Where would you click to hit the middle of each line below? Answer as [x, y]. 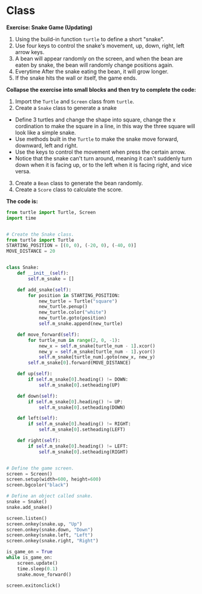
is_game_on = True [29, 552]
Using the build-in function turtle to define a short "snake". [90, 39]
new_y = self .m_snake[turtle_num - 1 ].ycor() [97, 352]
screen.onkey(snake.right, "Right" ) [52, 541]
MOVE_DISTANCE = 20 [31, 251]
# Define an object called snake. [50, 496]
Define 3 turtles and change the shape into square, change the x [95, 120]
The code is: [22, 201]
